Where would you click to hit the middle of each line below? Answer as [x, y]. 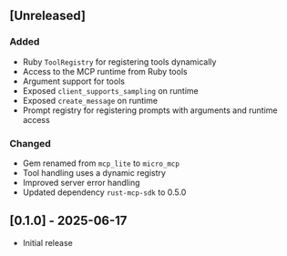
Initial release [47, 242]
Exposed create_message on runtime [90, 100]
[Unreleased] [48, 16]
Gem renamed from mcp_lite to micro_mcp [101, 163]
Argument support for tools [74, 81]
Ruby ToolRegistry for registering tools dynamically [119, 61]
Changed [31, 143]
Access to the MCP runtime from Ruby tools [105, 71]
